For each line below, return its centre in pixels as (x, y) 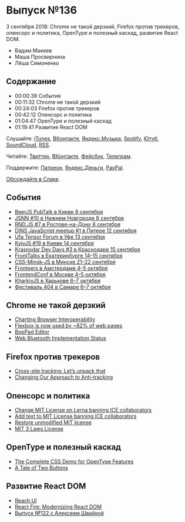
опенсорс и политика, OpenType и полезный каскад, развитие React (92, 32)
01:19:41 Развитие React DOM (51, 127)
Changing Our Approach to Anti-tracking (64, 377)
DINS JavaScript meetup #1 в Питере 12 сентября (75, 230)
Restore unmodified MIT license (53, 422)
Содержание (31, 82)
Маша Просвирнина (40, 57)
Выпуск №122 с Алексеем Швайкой (59, 513)
